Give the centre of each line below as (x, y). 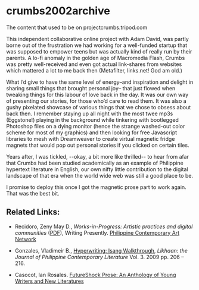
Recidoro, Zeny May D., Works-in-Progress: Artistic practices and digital (104, 226)
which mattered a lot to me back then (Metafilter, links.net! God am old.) (94, 70)
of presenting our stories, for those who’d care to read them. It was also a (96, 101)
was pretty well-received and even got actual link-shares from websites (94, 64)
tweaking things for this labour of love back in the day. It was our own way (97, 94)
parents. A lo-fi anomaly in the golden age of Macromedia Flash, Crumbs (96, 58)
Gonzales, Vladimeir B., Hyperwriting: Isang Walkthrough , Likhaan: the (101, 250)
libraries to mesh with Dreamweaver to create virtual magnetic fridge (91, 138)
